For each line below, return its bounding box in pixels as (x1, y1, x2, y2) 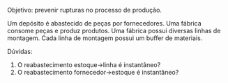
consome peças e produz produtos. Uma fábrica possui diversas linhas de (7, 27, 221, 35)
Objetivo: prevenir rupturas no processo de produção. (7, 6, 162, 14)
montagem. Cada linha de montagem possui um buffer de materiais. (7, 34, 203, 42)
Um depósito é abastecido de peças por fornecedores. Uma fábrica (7, 19, 202, 27)
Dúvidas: (7, 48, 33, 55)
